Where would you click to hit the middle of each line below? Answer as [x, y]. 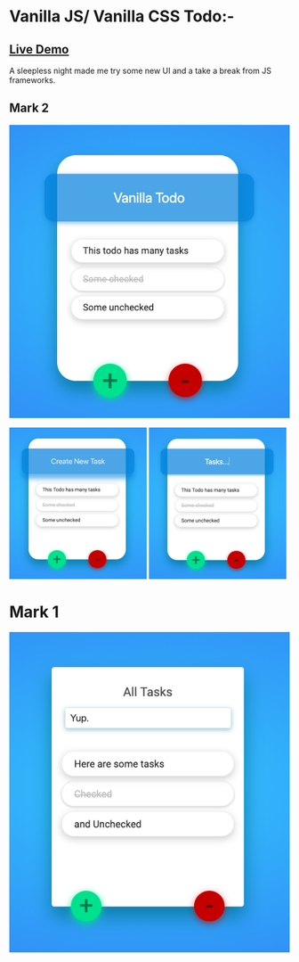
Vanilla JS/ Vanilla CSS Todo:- [122, 16]
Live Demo [39, 49]
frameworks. [32, 80]
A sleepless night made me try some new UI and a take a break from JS [140, 70]
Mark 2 [29, 108]
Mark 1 [34, 612]
